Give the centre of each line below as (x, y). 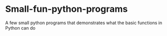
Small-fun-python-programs (67, 9)
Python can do (20, 28)
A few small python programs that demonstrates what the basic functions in (84, 23)
